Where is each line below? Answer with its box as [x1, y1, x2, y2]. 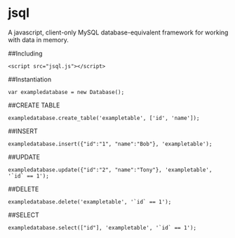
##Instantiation [8, 75, 52, 84]
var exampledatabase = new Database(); [8, 88, 125, 95]
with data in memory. [8, 35, 69, 44]
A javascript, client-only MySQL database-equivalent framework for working [8, 28, 229, 37]
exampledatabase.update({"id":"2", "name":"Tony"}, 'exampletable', [8, 166, 213, 173]
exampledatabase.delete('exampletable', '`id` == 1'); [8, 198, 172, 205]
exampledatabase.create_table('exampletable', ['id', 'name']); [8, 114, 200, 121]
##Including [8, 49, 43, 58]
